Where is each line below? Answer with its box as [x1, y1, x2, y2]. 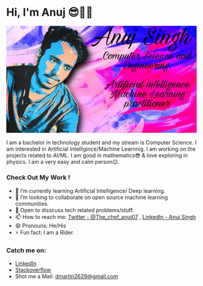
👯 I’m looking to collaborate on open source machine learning [14, 193, 168, 201]
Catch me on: [6, 246, 47, 255]
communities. [14, 200, 50, 207]
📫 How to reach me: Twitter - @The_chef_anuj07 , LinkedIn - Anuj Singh [14, 213, 196, 220]
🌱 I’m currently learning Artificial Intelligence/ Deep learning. [14, 187, 166, 194]
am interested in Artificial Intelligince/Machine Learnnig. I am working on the [6, 145, 196, 153]
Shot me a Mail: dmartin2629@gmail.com [14, 273, 118, 280]
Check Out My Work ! [6, 174, 71, 182]
